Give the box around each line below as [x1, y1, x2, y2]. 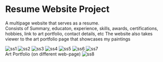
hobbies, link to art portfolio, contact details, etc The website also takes [5, 30, 153, 36]
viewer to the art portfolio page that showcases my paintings [5, 36, 131, 42]
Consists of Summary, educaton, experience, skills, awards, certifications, [5, 25, 158, 31]
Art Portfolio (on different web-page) [5, 51, 81, 57]
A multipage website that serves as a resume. [5, 20, 99, 26]
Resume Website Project [5, 3, 110, 15]
